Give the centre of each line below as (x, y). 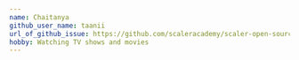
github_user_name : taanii (57, 26)
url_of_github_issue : (49, 34)
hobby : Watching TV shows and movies (79, 42)
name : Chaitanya (39, 17)
